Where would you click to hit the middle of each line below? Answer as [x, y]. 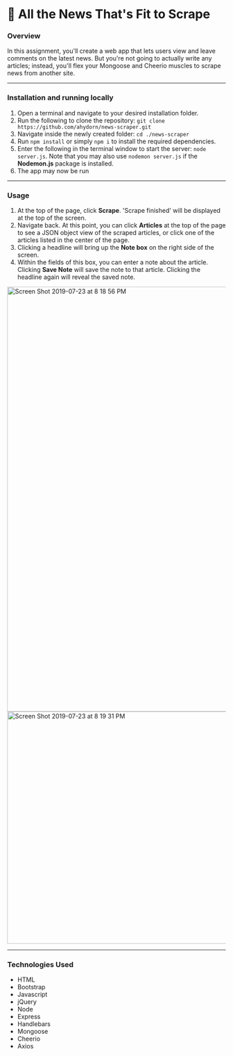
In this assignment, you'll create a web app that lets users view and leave [112, 51]
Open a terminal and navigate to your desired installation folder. [108, 113]
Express [29, 1017]
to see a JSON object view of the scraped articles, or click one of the [116, 233]
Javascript [32, 995]
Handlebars [34, 1024]
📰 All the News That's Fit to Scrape [109, 14]
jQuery [27, 1002]
